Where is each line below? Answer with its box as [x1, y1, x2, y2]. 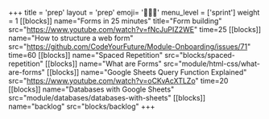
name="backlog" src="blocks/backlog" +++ [8, 101, 155, 111]
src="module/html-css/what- [163, 59, 260, 68]
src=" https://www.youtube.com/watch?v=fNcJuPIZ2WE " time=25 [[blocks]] [8, 25, 262, 34]
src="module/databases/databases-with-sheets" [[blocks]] [8, 93, 205, 102]
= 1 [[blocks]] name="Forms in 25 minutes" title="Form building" [8, 16, 222, 26]
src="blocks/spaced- [164, 51, 236, 59]
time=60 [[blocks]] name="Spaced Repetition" [8, 51, 163, 59]
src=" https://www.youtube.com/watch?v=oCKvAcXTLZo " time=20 [8, 76, 229, 85]
